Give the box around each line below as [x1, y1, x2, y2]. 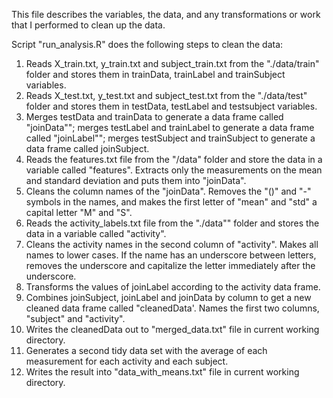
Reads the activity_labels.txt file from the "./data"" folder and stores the [25, 217, 320, 229]
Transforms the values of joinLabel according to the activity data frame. [25, 281, 321, 293]
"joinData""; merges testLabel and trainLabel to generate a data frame [25, 122, 315, 133]
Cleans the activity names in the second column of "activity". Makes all [25, 239, 319, 250]
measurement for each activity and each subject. [25, 355, 229, 367]
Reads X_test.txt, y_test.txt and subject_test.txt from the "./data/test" [25, 90, 308, 101]
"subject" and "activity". [25, 313, 126, 324]
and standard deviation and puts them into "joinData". [25, 175, 247, 186]
